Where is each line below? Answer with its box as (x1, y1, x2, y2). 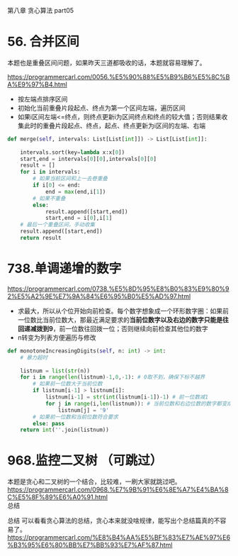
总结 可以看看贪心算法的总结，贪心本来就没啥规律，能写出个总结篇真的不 (7, 516, 220, 525)
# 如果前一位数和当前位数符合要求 (33, 413, 118, 421)
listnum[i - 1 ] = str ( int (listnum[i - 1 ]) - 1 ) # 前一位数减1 (45, 394, 209, 401)
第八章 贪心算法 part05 (7, 6, 74, 14)
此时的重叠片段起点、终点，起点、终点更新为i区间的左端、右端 (23, 121, 206, 130)
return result (20, 235, 62, 242)
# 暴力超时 (20, 354, 48, 361)
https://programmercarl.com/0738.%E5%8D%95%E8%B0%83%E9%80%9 (7, 284, 229, 293)
